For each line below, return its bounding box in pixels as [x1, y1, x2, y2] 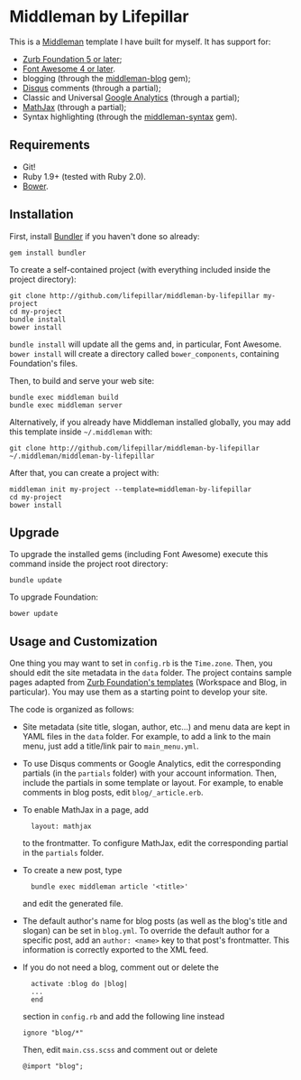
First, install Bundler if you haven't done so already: [9, 230, 200, 241]
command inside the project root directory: [9, 558, 169, 570]
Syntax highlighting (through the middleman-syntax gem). [22, 111, 238, 122]
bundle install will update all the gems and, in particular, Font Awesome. [9, 339, 282, 349]
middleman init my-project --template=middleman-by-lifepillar [9, 485, 252, 494]
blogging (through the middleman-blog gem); [22, 72, 191, 83]
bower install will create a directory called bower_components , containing [9, 348, 279, 358]
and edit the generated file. [22, 898, 123, 909]
